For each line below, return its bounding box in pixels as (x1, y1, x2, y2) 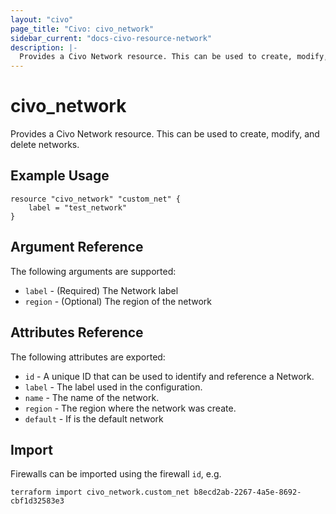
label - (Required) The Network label (24, 284, 179, 296)
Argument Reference (10, 239, 144, 256)
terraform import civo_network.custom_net (10, 487, 190, 498)
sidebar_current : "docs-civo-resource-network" (10, 33, 213, 43)
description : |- (10, 42, 78, 53)
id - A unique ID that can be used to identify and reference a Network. (24, 370, 315, 382)
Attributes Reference (10, 324, 144, 341)
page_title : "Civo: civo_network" (10, 24, 155, 34)
